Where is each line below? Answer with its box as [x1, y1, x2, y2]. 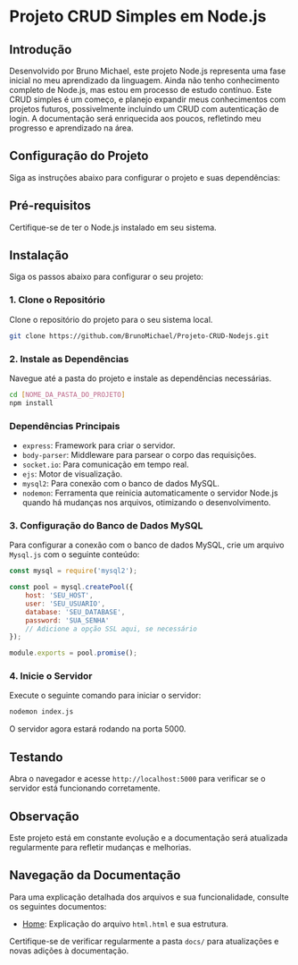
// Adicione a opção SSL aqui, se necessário [25, 624, 198, 633]
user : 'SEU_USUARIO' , [25, 599, 105, 608]
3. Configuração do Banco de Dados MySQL [9, 519, 203, 531]
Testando [9, 749, 63, 765]
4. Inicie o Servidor [9, 670, 93, 682]
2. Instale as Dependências [9, 352, 129, 365]
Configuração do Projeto [9, 148, 149, 164]
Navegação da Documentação [9, 868, 181, 883]
